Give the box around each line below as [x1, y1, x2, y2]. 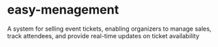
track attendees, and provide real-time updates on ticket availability [7, 31, 199, 40]
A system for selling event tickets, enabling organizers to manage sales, [7, 25, 212, 33]
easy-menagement [7, 2, 119, 18]
